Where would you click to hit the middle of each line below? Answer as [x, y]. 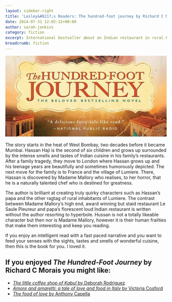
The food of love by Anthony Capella [51, 294]
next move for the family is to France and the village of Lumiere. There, [80, 172]
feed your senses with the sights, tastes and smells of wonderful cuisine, [82, 240]
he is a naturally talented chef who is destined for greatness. [69, 183]
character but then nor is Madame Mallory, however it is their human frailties [86, 220]
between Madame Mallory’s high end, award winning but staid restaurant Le [85, 204]
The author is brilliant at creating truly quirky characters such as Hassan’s [83, 193]
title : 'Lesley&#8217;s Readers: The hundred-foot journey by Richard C [84, 16]
